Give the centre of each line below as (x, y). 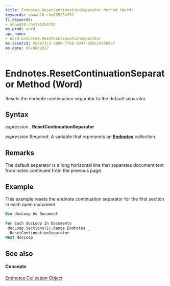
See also (19, 254)
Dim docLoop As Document (32, 214)
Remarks (20, 153)
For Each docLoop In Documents (39, 223)
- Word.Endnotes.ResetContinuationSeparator (53, 39)
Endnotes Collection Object (34, 278)
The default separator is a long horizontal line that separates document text (85, 165)
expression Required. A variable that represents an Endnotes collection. (81, 137)
